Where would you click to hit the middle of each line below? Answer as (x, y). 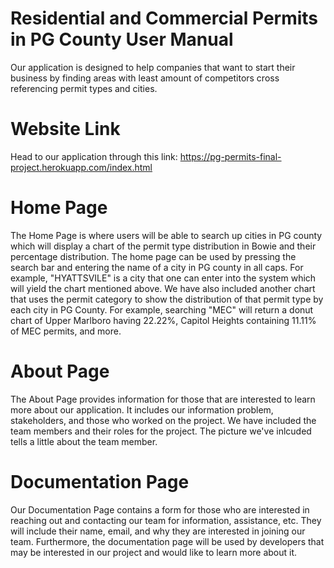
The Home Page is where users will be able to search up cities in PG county (166, 235)
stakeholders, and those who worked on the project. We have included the (163, 420)
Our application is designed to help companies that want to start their (153, 67)
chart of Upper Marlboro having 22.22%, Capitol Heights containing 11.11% (163, 320)
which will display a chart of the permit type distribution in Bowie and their (163, 246)
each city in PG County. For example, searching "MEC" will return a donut (162, 309)
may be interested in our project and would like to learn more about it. (154, 552)
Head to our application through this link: (94, 156)
